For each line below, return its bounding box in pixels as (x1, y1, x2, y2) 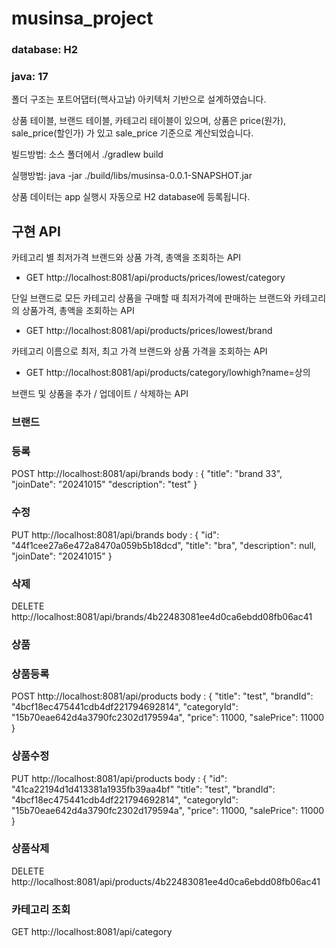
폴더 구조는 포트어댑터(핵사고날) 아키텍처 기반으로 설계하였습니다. (11, 93, 267, 106)
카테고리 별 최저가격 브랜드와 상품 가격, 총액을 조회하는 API (11, 252, 242, 264)
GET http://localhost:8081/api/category (11, 926, 173, 938)
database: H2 (11, 43, 79, 57)
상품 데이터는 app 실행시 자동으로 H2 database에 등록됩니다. (11, 191, 251, 203)
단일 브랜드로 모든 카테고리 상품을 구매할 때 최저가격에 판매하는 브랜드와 (11, 292, 292, 304)
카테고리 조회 (11, 902, 71, 916)
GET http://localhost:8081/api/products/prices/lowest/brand (25, 325, 273, 337)
